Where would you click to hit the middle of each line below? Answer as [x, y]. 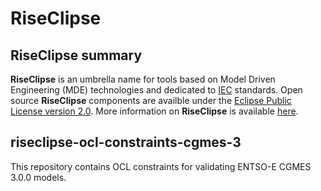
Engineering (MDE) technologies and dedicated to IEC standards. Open [156, 90]
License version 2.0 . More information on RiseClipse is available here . [154, 111]
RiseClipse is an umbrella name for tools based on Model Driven [143, 79]
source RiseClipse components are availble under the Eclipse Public [151, 100]
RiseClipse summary [76, 55]
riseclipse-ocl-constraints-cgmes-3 [126, 142]
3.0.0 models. [38, 177]
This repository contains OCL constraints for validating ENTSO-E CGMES [161, 166]
